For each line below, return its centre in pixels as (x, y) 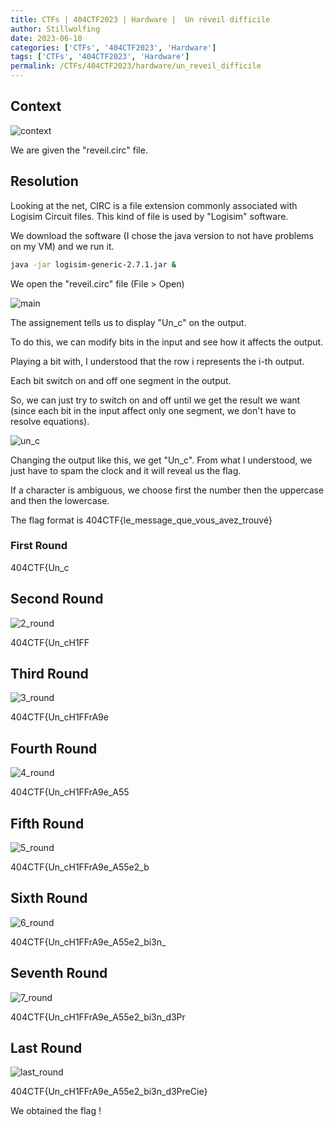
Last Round (46, 1048)
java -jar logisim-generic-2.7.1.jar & (93, 264)
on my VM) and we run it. (62, 246)
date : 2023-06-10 (46, 38)
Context (36, 106)
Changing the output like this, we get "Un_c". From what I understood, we (161, 460)
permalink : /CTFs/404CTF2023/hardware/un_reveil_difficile (136, 66)
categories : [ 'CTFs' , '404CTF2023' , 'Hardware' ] (113, 47)
